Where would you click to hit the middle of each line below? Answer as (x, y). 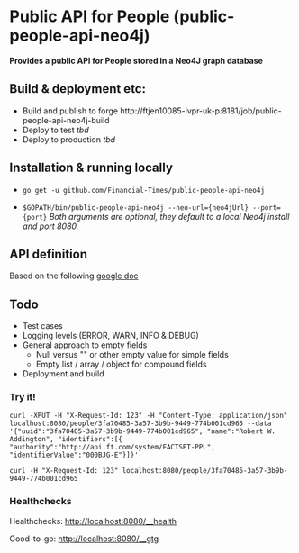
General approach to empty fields (85, 345)
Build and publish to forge (70, 111)
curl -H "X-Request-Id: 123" (64, 471)
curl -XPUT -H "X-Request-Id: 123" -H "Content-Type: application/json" (149, 416)
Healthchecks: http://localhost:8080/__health (93, 521)
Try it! (23, 397)
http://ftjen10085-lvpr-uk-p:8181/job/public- (201, 111)
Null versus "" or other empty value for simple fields (132, 355)
